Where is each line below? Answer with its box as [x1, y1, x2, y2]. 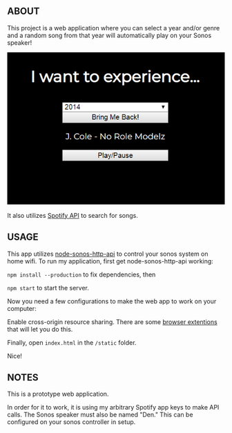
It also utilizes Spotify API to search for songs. [7, 211, 138, 219]
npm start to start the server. [7, 283, 90, 292]
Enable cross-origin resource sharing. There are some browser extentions [7, 317, 217, 326]
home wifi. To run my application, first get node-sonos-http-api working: [7, 256, 214, 265]
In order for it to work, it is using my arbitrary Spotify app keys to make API [7, 403, 220, 412]
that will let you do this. [7, 325, 73, 333]
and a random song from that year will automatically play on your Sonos [7, 31, 212, 39]
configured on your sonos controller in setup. [7, 418, 136, 426]
